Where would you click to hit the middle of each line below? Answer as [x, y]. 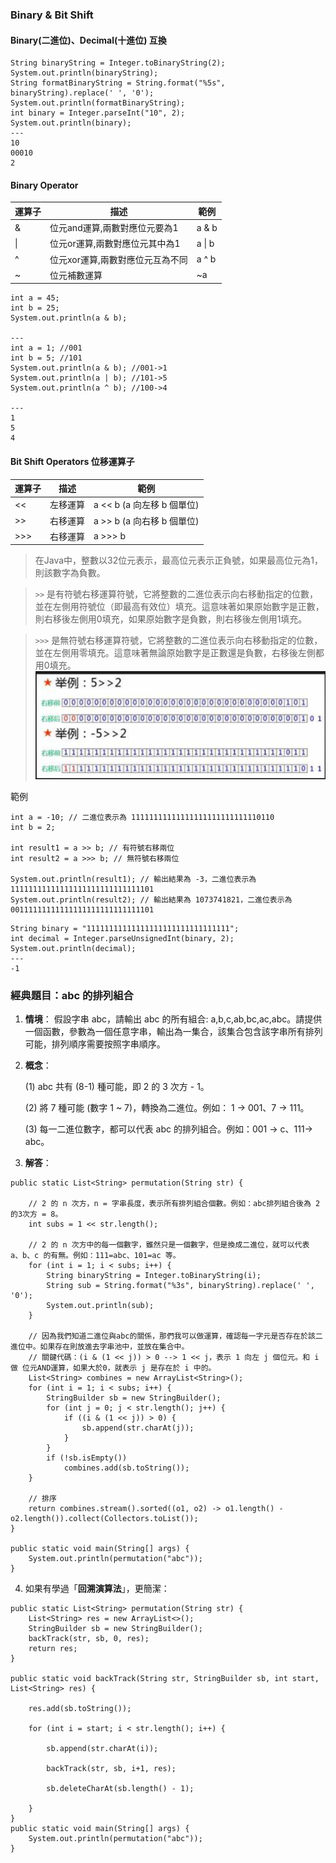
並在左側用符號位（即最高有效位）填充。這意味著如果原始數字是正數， [179, 607]
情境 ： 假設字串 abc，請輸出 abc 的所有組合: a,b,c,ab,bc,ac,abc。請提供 [173, 1019]
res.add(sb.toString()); [80, 1709]
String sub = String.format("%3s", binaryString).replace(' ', [180, 1286]
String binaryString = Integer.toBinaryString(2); [118, 63]
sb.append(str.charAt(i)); [102, 1749]
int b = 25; [35, 308]
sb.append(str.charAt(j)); [138, 1428]
